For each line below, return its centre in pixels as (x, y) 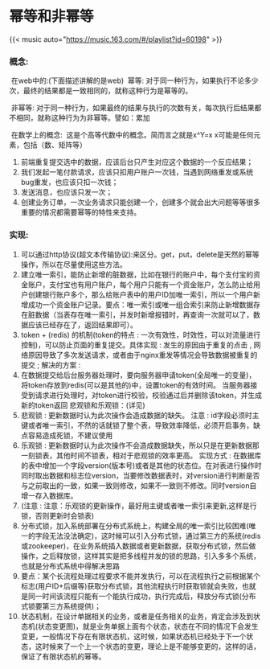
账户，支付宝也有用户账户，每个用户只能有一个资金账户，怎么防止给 (141, 284)
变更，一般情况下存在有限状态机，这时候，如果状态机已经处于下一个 (133, 636)
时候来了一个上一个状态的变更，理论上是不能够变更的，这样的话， (151, 646)
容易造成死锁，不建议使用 (70, 435)
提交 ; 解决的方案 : (51, 365)
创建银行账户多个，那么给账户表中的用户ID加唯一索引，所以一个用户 (141, 294)
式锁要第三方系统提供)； (61, 606)
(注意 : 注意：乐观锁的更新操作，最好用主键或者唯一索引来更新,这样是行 (139, 505)
